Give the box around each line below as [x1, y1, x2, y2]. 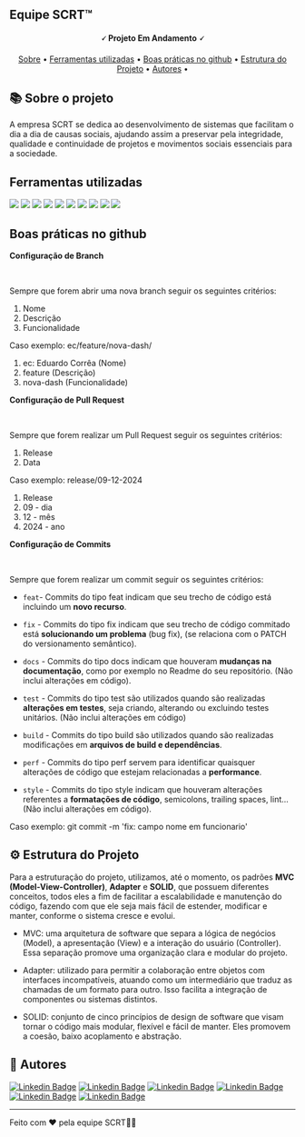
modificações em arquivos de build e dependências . [22, 740, 222, 751]
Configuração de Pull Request [9, 394, 125, 405]
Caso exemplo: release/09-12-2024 [9, 474, 143, 485]
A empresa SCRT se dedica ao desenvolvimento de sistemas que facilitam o [9, 119, 294, 130]
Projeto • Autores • [116, 63, 189, 74]
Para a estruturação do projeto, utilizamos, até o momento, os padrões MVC [9, 872, 295, 883]
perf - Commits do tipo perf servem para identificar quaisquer [22, 757, 256, 768]
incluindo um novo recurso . [22, 602, 127, 613]
